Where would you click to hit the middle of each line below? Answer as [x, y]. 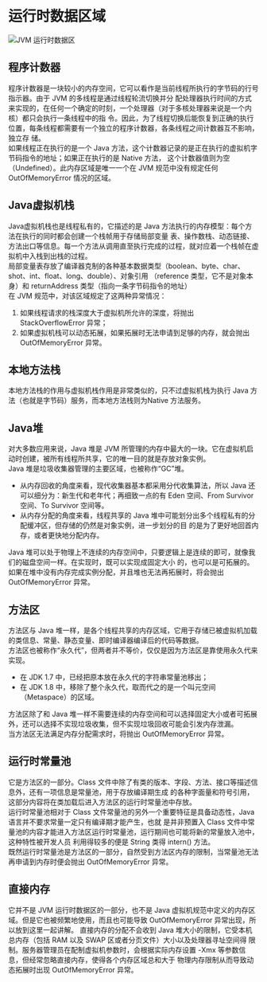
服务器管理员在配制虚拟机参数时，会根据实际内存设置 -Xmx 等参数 [130, 949]
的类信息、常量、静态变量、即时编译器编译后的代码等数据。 [106, 640]
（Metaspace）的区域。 [59, 697]
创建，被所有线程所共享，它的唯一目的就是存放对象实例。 [116, 459]
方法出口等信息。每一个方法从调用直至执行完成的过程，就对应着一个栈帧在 [130, 246]
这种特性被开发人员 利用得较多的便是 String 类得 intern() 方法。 [112, 842]
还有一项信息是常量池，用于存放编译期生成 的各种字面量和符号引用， [141, 792]
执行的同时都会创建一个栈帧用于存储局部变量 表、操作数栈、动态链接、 [138, 236]
